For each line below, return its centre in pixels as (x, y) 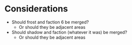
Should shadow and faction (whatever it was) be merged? (69, 32)
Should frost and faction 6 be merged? (50, 22)
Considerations (36, 9)
